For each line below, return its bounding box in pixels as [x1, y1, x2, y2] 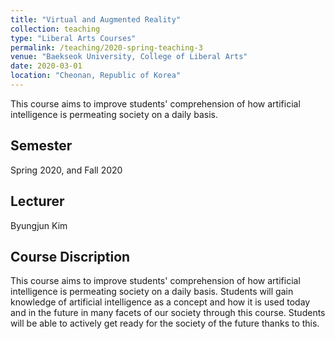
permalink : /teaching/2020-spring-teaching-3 [10, 42, 203, 53]
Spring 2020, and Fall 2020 [10, 164, 123, 176]
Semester [10, 137, 73, 155]
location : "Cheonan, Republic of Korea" [10, 71, 182, 81]
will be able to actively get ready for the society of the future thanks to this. [10, 317, 320, 330]
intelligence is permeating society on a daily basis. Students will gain [10, 286, 294, 298]
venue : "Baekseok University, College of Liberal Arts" [10, 52, 248, 62]
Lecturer [10, 193, 65, 210]
